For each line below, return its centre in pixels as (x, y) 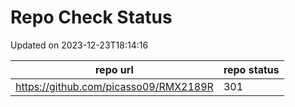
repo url (114, 69)
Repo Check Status (91, 17)
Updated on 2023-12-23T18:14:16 (79, 45)
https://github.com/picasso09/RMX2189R (114, 86)
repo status (251, 69)
